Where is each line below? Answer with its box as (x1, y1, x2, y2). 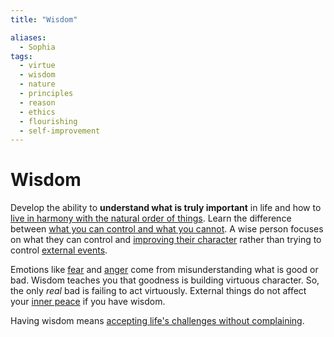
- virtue (19, 61, 56, 71)
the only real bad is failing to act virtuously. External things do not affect (10, 285, 307, 297)
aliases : (10, 32, 47, 43)
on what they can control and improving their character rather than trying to (10, 234, 322, 246)
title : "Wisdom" (10, 14, 78, 25)
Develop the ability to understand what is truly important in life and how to (10, 202, 322, 214)
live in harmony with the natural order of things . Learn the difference (10, 212, 292, 225)
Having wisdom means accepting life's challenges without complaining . (10, 315, 305, 327)
